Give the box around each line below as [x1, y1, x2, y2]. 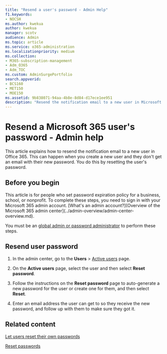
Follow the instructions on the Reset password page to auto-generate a [12, 280, 160, 286]
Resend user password [5, 242, 78, 251]
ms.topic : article [5, 40, 43, 45]
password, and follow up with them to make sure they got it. [12, 306, 136, 312]
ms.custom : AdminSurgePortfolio [5, 72, 72, 77]
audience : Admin [5, 35, 39, 40]
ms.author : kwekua [5, 21, 43, 26]
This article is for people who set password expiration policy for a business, [5, 192, 161, 198]
